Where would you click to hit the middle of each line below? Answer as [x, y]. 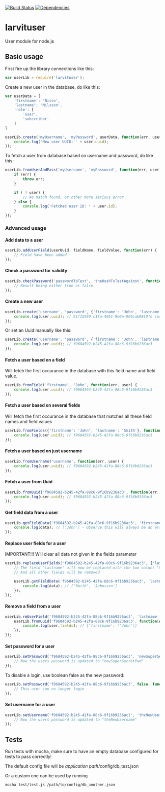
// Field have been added [41, 255]
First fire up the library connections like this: [50, 69]
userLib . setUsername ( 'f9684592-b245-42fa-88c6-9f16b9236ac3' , [70, 715]
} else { [23, 202]
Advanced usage [26, 228]
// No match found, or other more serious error [73, 197]
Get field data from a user [32, 512]
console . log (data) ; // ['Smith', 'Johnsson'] [70, 586]
